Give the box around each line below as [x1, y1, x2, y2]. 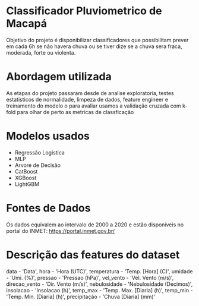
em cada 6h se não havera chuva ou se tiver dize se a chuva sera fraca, [6, 43, 182, 50]
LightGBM [14, 180, 40, 188]
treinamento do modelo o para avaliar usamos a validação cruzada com [6, 102, 181, 109]
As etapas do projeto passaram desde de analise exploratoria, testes [6, 89, 174, 96]
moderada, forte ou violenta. [6, 49, 76, 56]
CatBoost [14, 168, 38, 175]
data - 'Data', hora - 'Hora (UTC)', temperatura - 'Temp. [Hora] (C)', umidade [6, 267, 193, 275]
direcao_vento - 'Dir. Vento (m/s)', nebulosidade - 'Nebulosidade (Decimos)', [6, 280, 193, 288]
